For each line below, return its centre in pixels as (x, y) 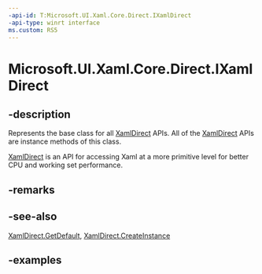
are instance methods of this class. (65, 141)
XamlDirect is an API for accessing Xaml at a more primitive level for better (129, 157)
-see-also (33, 217)
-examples (35, 260)
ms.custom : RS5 (33, 30)
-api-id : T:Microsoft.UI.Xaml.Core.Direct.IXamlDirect (100, 15)
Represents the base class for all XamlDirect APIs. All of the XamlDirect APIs (131, 133)
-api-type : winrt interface (54, 23)
